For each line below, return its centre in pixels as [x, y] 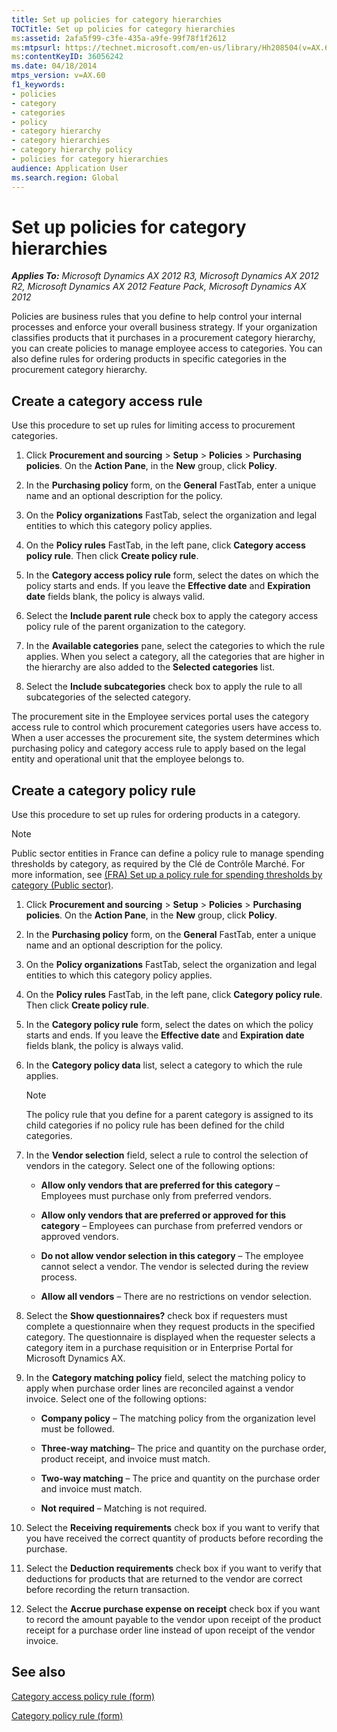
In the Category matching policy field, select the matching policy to [165, 1378]
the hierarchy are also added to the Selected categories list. [150, 667]
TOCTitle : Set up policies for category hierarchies [123, 29]
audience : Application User [70, 168]
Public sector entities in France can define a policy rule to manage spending [167, 853]
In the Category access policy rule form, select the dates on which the [172, 575]
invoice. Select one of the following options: [116, 1399]
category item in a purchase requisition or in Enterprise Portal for [159, 1348]
